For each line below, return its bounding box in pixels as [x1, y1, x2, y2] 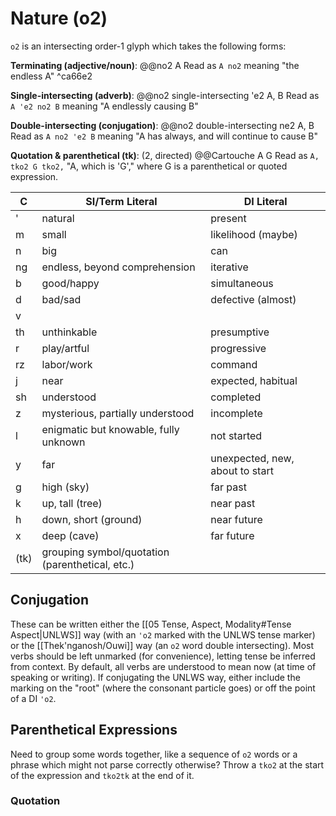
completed [210, 390, 262, 404]
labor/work [41, 357, 93, 371]
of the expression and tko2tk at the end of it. [10, 769, 195, 781]
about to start [210, 463, 274, 477]
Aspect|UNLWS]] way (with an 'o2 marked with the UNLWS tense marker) [10, 628, 316, 641]
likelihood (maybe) [210, 227, 298, 241]
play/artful [41, 341, 90, 355]
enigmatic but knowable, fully [41, 422, 180, 436]
